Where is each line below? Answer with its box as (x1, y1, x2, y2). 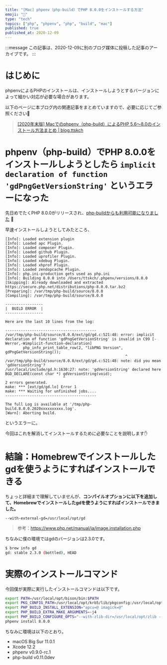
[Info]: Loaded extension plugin (5, 237, 75, 242)
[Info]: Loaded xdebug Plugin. (5, 258, 70, 263)
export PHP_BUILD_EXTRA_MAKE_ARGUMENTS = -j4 (5, 610, 97, 615)
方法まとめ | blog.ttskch (34, 127, 83, 133)
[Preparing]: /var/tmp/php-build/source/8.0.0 (5, 289, 103, 294)
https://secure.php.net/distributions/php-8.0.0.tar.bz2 (5, 284, 126, 289)
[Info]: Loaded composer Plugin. (5, 245, 75, 250)
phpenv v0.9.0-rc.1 (12, 649, 51, 655)
